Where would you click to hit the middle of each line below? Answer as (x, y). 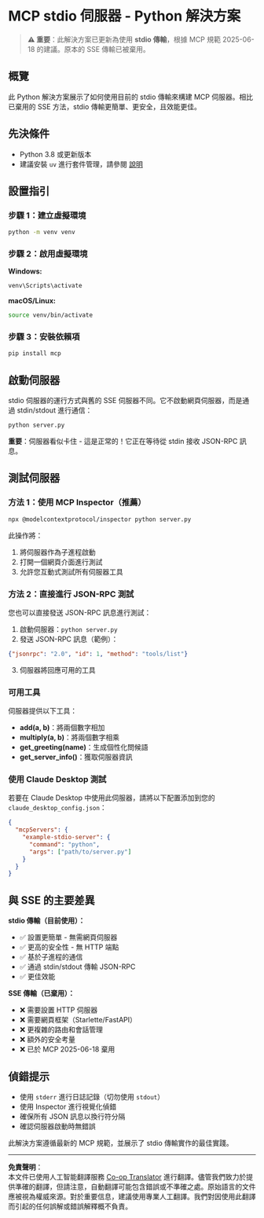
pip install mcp (35, 354)
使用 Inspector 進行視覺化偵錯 (68, 1106)
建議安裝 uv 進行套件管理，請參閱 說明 (81, 164)
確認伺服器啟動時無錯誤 (57, 1126)
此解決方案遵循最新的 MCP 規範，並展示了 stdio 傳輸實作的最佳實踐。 (121, 1143)
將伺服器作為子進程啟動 (57, 552)
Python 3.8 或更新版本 (55, 154)
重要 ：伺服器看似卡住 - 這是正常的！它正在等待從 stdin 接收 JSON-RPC (123, 442)
